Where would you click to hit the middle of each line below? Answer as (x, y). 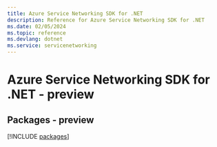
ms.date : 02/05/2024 (37, 26)
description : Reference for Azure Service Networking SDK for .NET (106, 20)
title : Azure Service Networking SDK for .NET (75, 13)
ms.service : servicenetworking (52, 46)
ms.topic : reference (37, 33)
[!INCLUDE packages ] (38, 136)
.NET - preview (51, 95)
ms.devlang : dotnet (35, 39)
